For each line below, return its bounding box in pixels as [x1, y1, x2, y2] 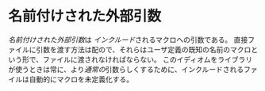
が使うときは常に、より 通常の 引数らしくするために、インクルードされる [8, 64, 244, 74]
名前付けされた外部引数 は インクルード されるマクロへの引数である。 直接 [8, 35, 248, 44]
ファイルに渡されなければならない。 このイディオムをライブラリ [42, 55, 252, 64]
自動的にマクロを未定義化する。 [29, 74, 133, 84]
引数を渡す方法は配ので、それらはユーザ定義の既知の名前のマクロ [35, 44, 252, 54]
